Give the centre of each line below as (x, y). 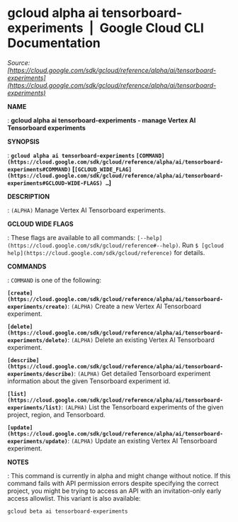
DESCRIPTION (29, 196)
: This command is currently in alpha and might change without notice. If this (119, 475)
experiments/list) (34, 408)
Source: (19, 62)
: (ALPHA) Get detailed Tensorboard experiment (142, 373)
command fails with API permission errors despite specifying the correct (113, 483)
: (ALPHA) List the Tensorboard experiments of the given (143, 407)
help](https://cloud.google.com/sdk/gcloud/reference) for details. (106, 252)
